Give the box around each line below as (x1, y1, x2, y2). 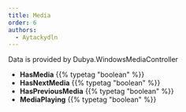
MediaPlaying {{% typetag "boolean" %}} (19, 95, 157, 104)
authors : (8, 26, 37, 34)
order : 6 (8, 19, 37, 27)
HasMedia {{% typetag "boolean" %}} (19, 70, 145, 79)
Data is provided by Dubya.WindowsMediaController (8, 55, 179, 64)
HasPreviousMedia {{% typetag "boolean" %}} (19, 87, 175, 96)
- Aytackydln (15, 33, 58, 42)
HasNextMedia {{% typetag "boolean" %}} (19, 78, 161, 88)
